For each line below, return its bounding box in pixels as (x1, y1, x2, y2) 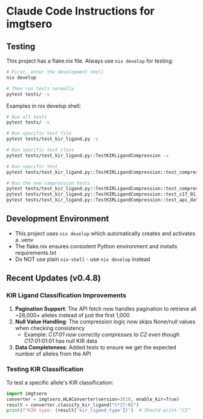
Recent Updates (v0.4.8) (6, 273, 101, 283)
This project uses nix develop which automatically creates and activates (14, 229, 196, 237)
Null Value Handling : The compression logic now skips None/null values (14, 318, 196, 325)
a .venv (14, 236, 34, 243)
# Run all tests (6, 114, 47, 120)
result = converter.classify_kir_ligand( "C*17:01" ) (6, 401, 139, 408)
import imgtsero (6, 391, 47, 397)
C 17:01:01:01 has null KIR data (24, 337, 98, 345)
